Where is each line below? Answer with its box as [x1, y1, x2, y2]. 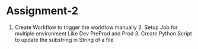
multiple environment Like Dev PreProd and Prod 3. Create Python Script [14, 30, 193, 37]
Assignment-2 [6, 4, 79, 18]
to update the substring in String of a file [14, 36, 114, 43]
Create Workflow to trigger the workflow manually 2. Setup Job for [14, 24, 178, 31]
